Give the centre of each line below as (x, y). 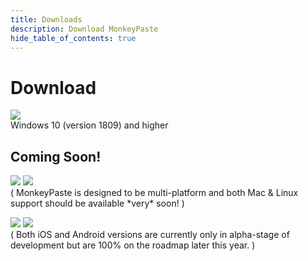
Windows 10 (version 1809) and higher (89, 125)
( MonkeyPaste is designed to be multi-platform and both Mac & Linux (154, 193)
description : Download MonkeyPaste (84, 29)
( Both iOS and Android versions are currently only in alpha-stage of (150, 235)
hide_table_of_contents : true (73, 38)
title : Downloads (46, 19)
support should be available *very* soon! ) (97, 203)
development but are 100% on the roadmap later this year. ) (133, 245)
